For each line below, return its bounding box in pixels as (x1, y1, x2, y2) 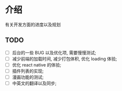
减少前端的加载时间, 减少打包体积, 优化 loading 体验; (12, 56, 117, 62)
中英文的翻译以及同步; (12, 80, 57, 86)
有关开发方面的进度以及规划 (5, 22, 61, 27)
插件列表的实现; (12, 68, 44, 74)
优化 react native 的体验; (12, 62, 61, 68)
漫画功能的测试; (12, 74, 44, 80)
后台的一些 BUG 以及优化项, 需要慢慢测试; (12, 49, 96, 55)
